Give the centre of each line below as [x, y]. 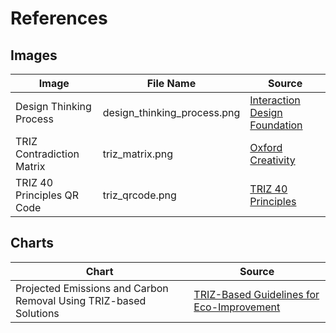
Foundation [276, 125]
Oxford [266, 147]
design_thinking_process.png [171, 112]
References [59, 18]
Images [34, 55]
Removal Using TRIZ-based [81, 300]
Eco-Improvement [237, 307]
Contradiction [47, 154]
